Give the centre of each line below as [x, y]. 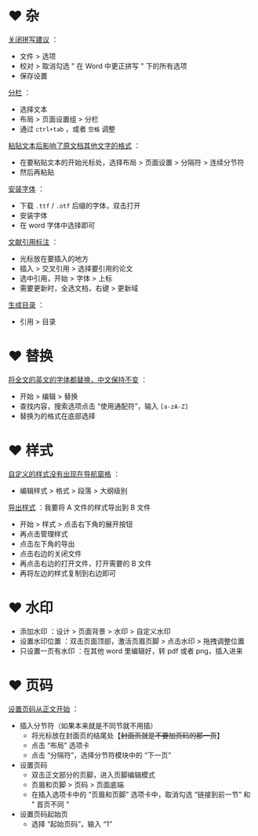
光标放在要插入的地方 [54, 258]
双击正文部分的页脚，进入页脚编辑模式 [93, 775]
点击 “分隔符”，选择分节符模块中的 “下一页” [101, 755]
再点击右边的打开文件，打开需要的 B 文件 [85, 563]
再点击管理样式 [44, 534]
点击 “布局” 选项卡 [60, 745]
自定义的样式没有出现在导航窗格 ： [64, 473]
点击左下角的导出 [47, 543]
